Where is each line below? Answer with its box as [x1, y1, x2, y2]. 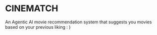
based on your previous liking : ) [5, 24, 71, 30]
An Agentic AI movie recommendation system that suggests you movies [5, 19, 152, 25]
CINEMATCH [5, 3, 58, 14]
